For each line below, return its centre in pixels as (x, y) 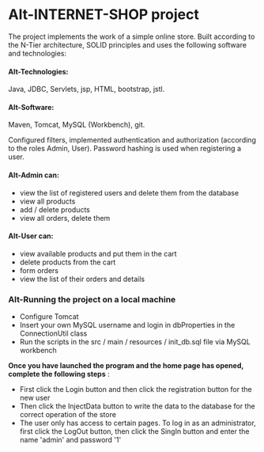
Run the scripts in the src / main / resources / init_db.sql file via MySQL (135, 342)
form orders (39, 270)
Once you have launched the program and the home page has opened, (126, 366)
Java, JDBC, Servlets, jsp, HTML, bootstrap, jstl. (87, 89)
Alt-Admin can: (34, 175)
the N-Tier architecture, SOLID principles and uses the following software (128, 44)
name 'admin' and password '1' (70, 440)
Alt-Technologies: (38, 71)
